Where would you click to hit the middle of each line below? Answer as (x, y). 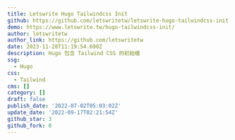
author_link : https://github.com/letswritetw (75, 40)
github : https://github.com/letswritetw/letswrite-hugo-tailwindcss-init (118, 21)
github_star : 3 (30, 119)
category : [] (26, 93)
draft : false (26, 100)
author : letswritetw (38, 34)
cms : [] (19, 86)
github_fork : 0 (30, 126)
